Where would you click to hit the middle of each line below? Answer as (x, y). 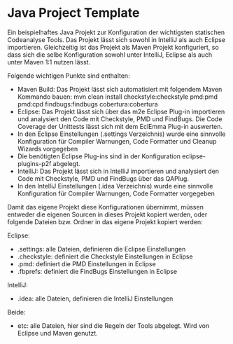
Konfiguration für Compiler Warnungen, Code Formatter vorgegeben (116, 193)
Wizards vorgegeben (48, 149)
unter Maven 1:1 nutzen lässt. (49, 62)
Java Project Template (73, 13)
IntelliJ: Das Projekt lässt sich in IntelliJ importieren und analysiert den (118, 171)
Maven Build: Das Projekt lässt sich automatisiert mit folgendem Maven (120, 89)
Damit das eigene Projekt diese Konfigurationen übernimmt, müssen (106, 207)
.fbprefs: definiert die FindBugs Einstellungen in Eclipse (97, 271)
